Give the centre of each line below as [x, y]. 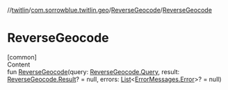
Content [19, 64]
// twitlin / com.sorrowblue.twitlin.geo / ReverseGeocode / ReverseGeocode [109, 10]
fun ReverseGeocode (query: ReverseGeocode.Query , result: [93, 71]
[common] [22, 57]
